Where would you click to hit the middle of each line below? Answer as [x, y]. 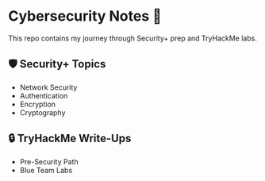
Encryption [38, 104]
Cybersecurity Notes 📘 [85, 16]
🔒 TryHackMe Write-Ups [70, 139]
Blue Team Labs [46, 170]
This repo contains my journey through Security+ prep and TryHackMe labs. [133, 38]
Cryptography [42, 112]
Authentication [44, 95]
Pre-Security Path [49, 161]
